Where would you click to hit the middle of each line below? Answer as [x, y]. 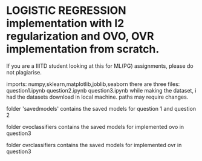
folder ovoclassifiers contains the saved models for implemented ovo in [95, 126]
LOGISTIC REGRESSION [66, 11]
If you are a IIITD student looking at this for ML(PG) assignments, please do [100, 66]
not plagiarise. [24, 72]
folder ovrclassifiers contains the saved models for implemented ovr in [94, 145]
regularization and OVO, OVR [80, 36]
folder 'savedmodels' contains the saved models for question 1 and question [101, 108]
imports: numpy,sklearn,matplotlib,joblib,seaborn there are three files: [93, 84]
